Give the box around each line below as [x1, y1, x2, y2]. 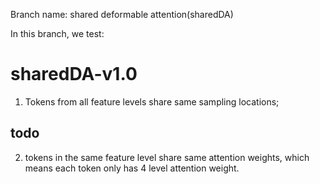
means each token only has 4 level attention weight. [24, 162, 240, 174]
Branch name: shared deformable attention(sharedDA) [10, 9, 234, 20]
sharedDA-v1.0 [10, 63, 138, 86]
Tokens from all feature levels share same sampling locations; [24, 95, 280, 108]
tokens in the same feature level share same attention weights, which [24, 151, 310, 163]
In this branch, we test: [10, 28, 105, 39]
